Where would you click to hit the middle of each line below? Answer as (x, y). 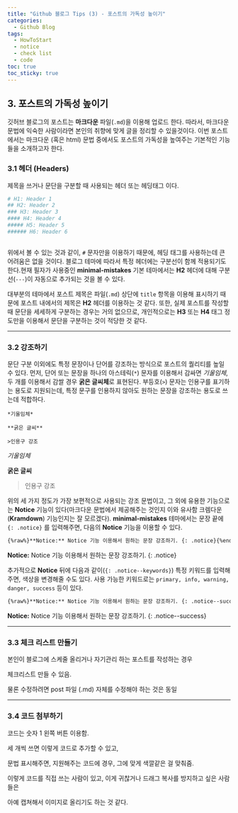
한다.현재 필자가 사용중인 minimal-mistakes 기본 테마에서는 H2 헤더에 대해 (112, 270)
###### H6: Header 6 (38, 232)
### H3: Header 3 (33, 212)
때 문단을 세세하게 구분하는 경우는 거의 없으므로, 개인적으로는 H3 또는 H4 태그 (115, 312)
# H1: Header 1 (30, 199)
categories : (25, 21)
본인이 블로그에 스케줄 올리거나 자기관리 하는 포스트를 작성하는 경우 (100, 659)
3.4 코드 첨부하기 (35, 716)
